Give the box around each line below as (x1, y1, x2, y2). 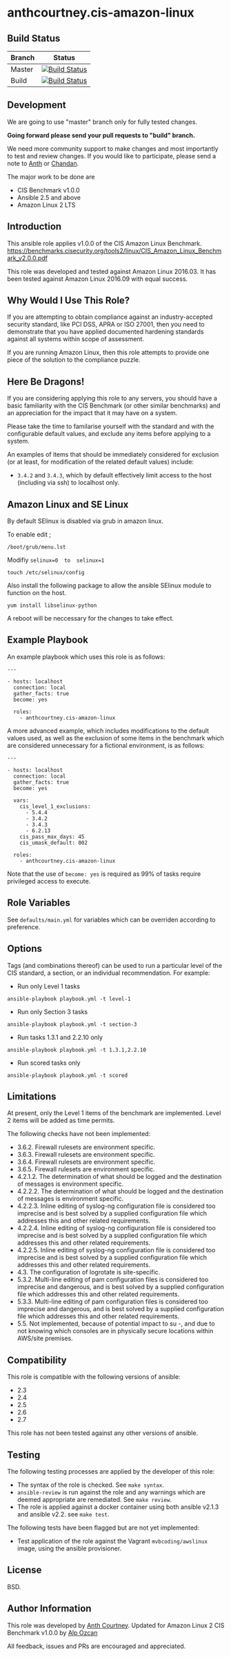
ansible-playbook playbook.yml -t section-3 (7, 1020, 137, 1028)
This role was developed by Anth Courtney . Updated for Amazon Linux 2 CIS (7, 1621, 225, 1629)
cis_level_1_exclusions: (19, 803, 91, 810)
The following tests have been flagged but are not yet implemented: (7, 1523, 200, 1532)
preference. (7, 922, 41, 931)
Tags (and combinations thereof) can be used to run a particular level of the (7, 961, 223, 969)
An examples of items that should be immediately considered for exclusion (7, 450, 219, 459)
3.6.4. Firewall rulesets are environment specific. (17, 1157, 156, 1166)
